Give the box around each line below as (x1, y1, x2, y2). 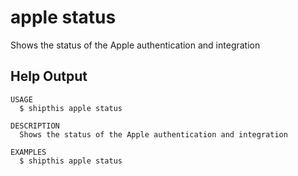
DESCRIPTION (10, 121, 60, 131)
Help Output (10, 68, 88, 85)
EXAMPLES (10, 147, 47, 157)
